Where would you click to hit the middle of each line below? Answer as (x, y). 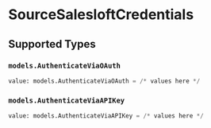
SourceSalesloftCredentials (101, 15)
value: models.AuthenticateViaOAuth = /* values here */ (104, 81)
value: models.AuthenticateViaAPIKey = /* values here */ (106, 116)
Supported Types (52, 44)
